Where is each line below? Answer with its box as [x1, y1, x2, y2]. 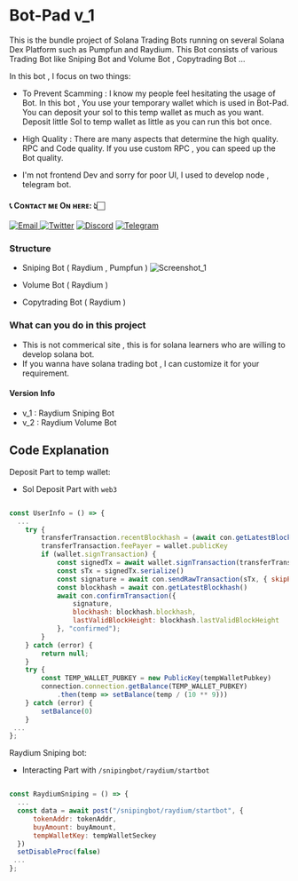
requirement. [21, 368, 69, 378]
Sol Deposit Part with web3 [21, 483, 118, 494]
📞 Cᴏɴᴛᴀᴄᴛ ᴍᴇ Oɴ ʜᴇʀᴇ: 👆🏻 [9, 200, 105, 210]
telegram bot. [21, 179, 72, 189]
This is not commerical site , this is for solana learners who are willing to [21, 339, 286, 350]
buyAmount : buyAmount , [32, 822, 117, 831]
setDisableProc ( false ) [17, 847, 101, 857]
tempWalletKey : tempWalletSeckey [32, 831, 157, 840]
